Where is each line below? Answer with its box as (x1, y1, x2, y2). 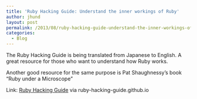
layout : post (6, 19, 38, 25)
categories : (6, 30, 35, 36)
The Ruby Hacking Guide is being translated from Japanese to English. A (6, 52, 182, 58)
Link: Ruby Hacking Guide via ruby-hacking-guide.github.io (6, 87, 150, 93)
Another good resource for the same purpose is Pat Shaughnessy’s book (6, 69, 182, 76)
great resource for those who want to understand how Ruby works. (6, 58, 168, 65)
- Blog (11, 36, 28, 41)
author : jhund (6, 14, 41, 20)
